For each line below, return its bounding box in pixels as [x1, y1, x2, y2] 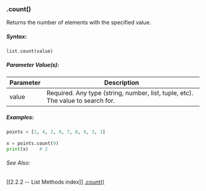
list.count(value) [6, 48, 53, 54]
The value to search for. [46, 97, 115, 105]
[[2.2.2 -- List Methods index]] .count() [6, 178, 105, 185]
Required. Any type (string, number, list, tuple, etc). [46, 89, 194, 97]
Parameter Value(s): [6, 61, 59, 69]
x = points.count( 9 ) [6, 140, 59, 146]
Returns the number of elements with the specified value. [6, 19, 151, 26]
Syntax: [6, 32, 27, 40]
